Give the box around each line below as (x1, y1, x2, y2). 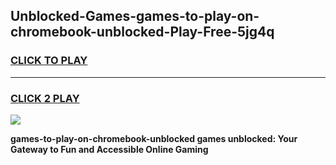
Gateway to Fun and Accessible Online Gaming (10, 143, 209, 155)
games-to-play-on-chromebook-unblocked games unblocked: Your (10, 132, 298, 144)
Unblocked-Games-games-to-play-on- (10, 8, 260, 25)
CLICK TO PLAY (10, 54, 88, 68)
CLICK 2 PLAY (10, 91, 80, 105)
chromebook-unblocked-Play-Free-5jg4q (10, 24, 275, 41)
